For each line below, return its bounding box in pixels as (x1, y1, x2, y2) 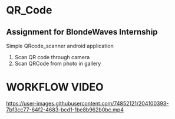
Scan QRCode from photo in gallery (14, 60, 101, 67)
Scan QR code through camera (14, 54, 90, 60)
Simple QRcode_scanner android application (6, 42, 114, 49)
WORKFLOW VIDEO (6, 80, 104, 94)
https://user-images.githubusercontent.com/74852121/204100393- (6, 100, 169, 107)
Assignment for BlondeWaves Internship (6, 27, 158, 37)
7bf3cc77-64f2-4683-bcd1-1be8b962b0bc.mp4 (6, 106, 124, 113)
